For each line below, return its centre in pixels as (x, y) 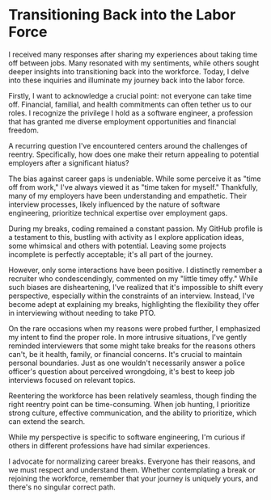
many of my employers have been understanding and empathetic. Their (128, 195)
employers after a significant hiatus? (69, 162)
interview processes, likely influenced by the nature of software (114, 204)
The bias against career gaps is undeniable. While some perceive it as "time (135, 179)
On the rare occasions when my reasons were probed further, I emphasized (134, 328)
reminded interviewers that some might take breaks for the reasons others (132, 346)
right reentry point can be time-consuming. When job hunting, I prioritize (129, 404)
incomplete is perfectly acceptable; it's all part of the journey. (111, 254)
